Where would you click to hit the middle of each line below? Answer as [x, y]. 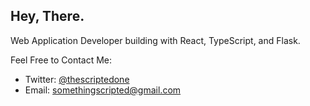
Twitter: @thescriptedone [77, 79]
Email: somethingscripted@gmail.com [103, 90]
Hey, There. [47, 16]
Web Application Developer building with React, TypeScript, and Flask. [155, 40]
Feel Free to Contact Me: [61, 60]
